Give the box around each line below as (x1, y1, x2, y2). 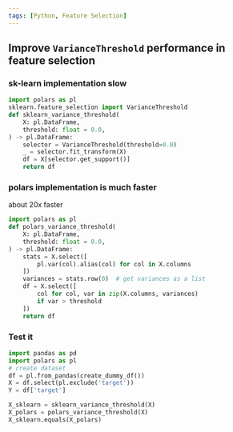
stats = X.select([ (22, 253, 88, 261)
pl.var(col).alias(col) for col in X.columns (37, 260, 192, 268)
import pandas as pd (8, 349, 78, 357)
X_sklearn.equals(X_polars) (8, 415, 102, 424)
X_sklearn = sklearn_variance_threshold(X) (8, 401, 156, 409)
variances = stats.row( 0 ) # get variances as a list (22, 275, 206, 283)
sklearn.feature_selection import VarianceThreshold (8, 103, 188, 112)
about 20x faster (8, 200, 63, 210)
